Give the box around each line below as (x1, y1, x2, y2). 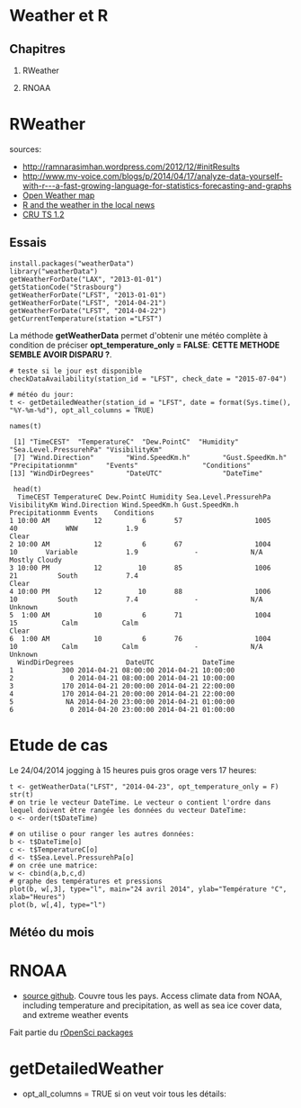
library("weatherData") (9, 266, 99, 275)
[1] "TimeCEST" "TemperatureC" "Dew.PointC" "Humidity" (13, 437, 240, 446)
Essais (9, 235, 47, 250)
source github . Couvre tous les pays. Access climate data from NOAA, (22, 991, 283, 1002)
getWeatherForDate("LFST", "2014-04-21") (9, 298, 167, 307)
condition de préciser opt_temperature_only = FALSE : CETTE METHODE (9, 339, 280, 350)
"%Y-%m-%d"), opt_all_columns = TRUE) (9, 406, 155, 415)
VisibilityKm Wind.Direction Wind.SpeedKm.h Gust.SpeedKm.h (9, 500, 240, 509)
